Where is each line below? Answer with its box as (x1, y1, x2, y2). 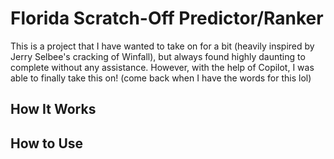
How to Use (10, 135, 84, 152)
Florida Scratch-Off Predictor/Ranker (10, 7, 324, 30)
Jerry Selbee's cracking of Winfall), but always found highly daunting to (10, 50, 306, 62)
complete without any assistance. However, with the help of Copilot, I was (10, 61, 315, 73)
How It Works (10, 101, 97, 118)
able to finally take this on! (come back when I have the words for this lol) (10, 72, 312, 84)
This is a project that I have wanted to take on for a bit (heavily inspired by (10, 40, 315, 52)
